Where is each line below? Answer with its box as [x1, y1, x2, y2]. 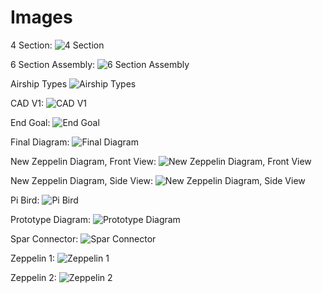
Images [10, 6, 73, 29]
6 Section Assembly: [10, 58, 96, 70]
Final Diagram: [10, 136, 70, 148]
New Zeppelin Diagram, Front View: [10, 155, 157, 167]
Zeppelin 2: [10, 271, 57, 283]
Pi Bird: [10, 194, 40, 206]
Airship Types [10, 77, 68, 90]
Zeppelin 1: [10, 252, 55, 264]
